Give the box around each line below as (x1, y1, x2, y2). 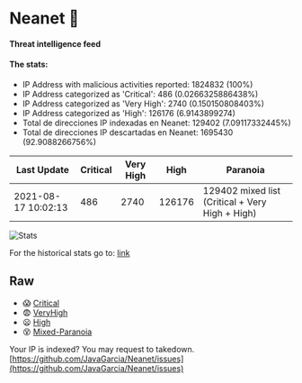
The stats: (9, 59, 49, 70)
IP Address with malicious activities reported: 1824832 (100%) (22, 78, 253, 89)
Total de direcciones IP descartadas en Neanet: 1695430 (22, 126, 234, 138)
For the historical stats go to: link (9, 247, 130, 258)
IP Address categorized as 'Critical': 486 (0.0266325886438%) (22, 88, 259, 99)
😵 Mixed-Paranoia (22, 326, 93, 337)
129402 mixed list (202, 184, 281, 196)
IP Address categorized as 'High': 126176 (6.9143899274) (22, 107, 236, 118)
